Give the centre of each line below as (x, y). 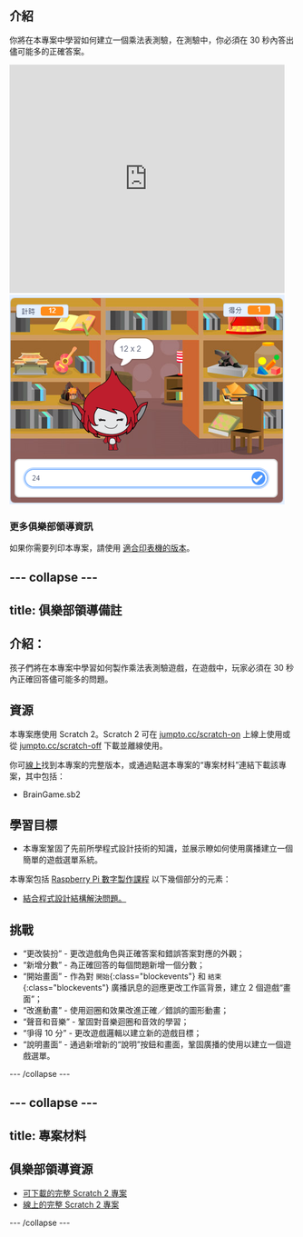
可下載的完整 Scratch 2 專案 (74, 1192)
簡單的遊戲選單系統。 (62, 860)
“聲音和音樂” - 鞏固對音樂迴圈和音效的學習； (106, 1022)
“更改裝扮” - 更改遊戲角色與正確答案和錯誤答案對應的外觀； (133, 953)
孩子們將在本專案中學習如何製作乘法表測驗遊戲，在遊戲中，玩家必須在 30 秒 (152, 667)
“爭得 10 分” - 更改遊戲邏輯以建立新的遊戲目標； (112, 1033)
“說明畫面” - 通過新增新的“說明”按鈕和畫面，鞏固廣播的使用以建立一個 (153, 1044)
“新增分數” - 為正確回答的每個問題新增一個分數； (114, 965)
